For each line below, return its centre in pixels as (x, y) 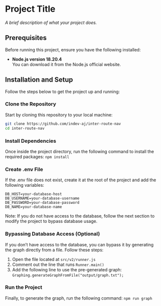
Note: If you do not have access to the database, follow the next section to (80, 216)
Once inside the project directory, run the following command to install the (80, 151)
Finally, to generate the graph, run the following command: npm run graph (79, 298)
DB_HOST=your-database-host (34, 194)
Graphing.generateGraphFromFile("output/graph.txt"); (68, 275)
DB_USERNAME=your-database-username (42, 198)
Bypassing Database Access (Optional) (52, 234)
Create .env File (24, 169)
